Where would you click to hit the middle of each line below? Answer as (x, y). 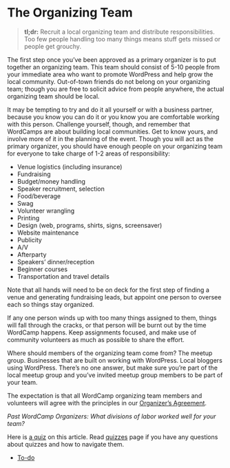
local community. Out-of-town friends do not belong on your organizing (108, 81)
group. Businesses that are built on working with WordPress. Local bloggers (115, 360)
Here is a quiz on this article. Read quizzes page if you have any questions (113, 437)
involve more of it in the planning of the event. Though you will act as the (111, 138)
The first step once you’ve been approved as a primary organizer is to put (112, 59)
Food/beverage (39, 196)
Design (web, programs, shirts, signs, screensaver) (90, 225)
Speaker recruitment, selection (61, 189)
